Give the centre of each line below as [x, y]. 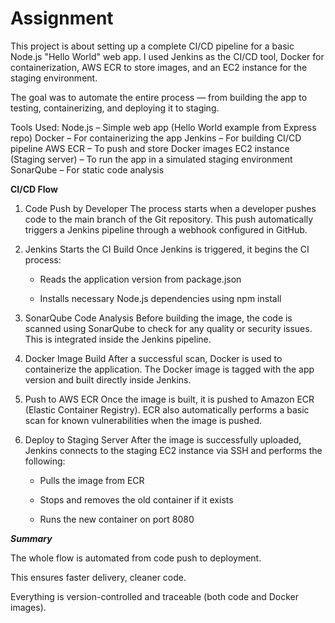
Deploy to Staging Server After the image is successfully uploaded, [163, 439]
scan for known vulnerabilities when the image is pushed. [143, 420]
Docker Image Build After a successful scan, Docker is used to [153, 358]
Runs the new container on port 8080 [117, 519]
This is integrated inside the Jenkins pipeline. [118, 339]
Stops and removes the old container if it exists [136, 499]
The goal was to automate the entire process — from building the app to [159, 97]
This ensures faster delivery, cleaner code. [98, 577]
